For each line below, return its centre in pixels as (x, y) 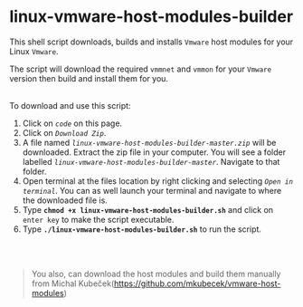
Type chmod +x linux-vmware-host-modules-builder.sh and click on (148, 209)
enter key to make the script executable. (98, 219)
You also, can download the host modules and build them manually (156, 273)
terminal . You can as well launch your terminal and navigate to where (152, 190)
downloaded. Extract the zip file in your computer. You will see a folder (154, 152)
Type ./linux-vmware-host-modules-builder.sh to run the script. (142, 229)
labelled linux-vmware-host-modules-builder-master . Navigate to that (151, 161)
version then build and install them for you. (89, 78)
